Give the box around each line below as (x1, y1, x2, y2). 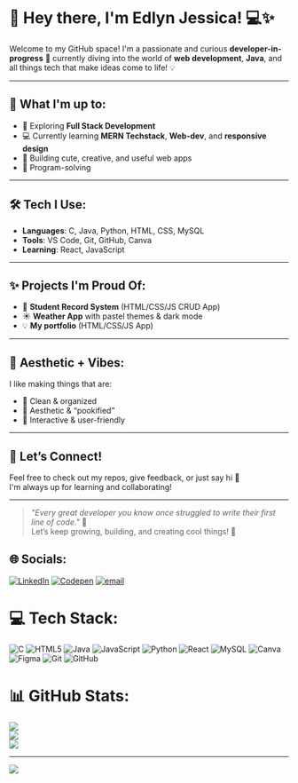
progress (9, 52, 43, 63)
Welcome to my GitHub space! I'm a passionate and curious (9, 43, 228, 54)
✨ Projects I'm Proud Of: (9, 278, 146, 293)
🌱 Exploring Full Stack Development (21, 120, 156, 130)
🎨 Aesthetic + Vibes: (9, 355, 125, 370)
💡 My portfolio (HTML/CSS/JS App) (21, 320, 153, 331)
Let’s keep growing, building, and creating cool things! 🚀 (30, 526, 237, 536)
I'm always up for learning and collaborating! (9, 482, 173, 492)
